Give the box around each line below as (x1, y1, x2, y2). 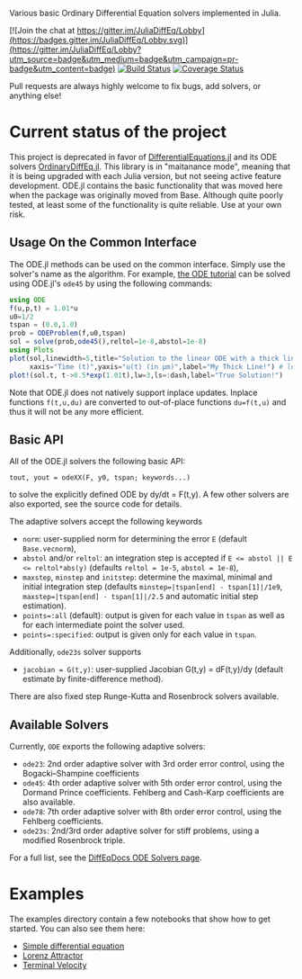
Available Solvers (9, 717, 110, 732)
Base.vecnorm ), (22, 543, 76, 554)
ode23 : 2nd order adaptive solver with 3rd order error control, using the (22, 759, 285, 769)
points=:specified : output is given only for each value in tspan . (22, 629, 258, 640)
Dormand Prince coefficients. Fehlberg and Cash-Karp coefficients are (22, 787, 285, 798)
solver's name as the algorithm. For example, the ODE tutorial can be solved (9, 268, 290, 279)
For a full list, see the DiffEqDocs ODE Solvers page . (9, 852, 202, 863)
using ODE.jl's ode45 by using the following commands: (9, 278, 213, 289)
